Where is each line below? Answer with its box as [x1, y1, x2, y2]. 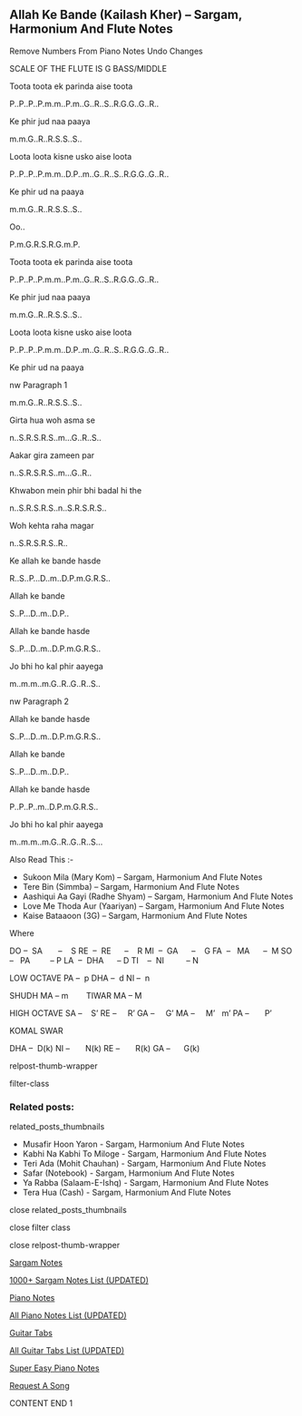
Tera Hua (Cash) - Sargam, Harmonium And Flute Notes [22, 1187, 231, 1198]
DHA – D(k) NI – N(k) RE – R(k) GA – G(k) [9, 1042, 200, 1053]
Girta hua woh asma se [9, 415, 95, 425]
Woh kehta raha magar [9, 520, 95, 531]
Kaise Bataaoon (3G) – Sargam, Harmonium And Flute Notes [22, 910, 248, 921]
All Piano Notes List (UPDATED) [9, 1310, 127, 1321]
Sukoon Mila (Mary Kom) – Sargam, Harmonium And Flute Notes [22, 871, 263, 883]
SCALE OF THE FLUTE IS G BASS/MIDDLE [9, 63, 168, 73]
